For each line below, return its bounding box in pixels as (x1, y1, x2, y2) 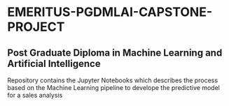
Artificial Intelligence (7, 57, 101, 70)
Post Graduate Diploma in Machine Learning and (7, 47, 223, 59)
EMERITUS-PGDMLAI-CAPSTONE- (7, 4, 213, 20)
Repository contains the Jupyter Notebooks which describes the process (7, 76, 218, 84)
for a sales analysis (7, 91, 63, 99)
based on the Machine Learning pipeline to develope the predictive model (7, 84, 221, 91)
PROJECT (7, 19, 65, 35)
